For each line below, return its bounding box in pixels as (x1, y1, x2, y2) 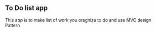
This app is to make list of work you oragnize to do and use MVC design (5, 17, 152, 23)
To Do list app (5, 4, 48, 12)
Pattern (5, 22, 20, 28)
